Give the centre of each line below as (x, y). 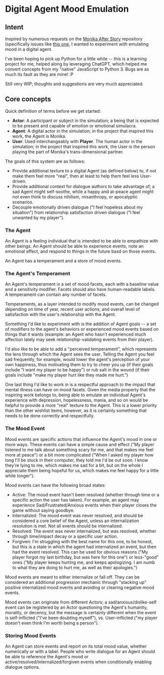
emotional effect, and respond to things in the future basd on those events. (81, 251)
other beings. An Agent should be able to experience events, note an (74, 246)
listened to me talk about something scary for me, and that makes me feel (79, 450)
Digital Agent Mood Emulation (67, 9)
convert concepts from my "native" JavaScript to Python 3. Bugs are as (77, 69)
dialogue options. (23, 667)
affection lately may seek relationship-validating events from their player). (79, 339)
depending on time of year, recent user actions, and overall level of (73, 309)
